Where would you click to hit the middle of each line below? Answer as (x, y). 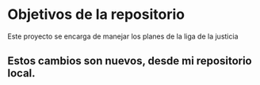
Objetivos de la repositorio (96, 15)
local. (22, 74)
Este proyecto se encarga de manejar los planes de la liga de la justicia (123, 36)
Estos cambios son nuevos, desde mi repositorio (130, 61)
